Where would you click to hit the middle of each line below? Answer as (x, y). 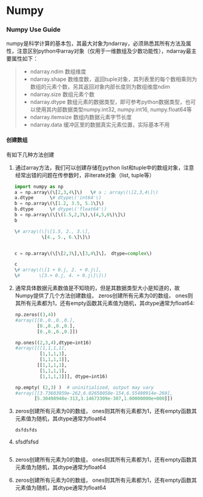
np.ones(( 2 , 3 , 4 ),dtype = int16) (53, 343)
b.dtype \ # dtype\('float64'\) (61, 209)
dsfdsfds (26, 430)
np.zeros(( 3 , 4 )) (35, 315)
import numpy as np (39, 187)
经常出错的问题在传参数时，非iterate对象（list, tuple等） (85, 175)
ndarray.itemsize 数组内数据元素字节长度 (81, 117)
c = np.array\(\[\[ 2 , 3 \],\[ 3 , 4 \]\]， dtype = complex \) (83, 253)
